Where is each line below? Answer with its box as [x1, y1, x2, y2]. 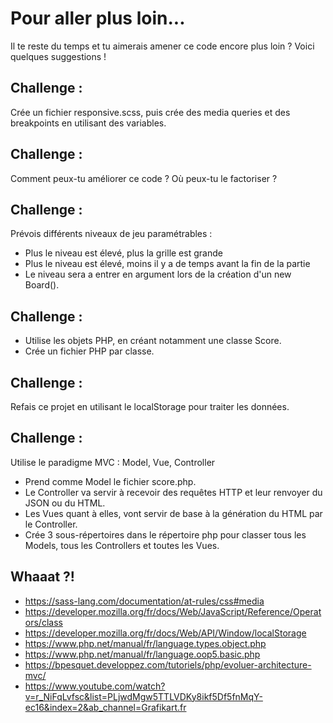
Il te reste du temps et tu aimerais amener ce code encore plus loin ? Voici [10, 40, 315, 52]
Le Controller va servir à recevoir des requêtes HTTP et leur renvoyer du [24, 486, 323, 498]
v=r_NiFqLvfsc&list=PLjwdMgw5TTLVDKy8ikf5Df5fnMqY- [24, 690, 263, 702]
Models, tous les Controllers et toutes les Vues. [24, 539, 220, 551]
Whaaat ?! [10, 568, 75, 586]
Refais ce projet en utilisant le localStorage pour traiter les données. [10, 401, 290, 412]
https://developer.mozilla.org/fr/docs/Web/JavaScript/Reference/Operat [24, 605, 322, 617]
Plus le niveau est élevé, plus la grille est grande [24, 247, 223, 259]
